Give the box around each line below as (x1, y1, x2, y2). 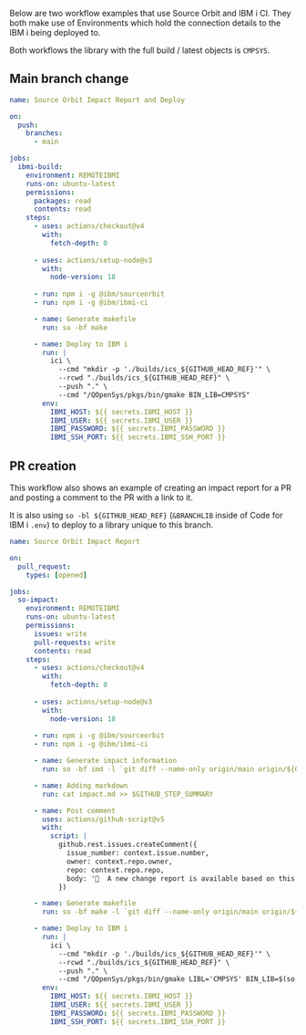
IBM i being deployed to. (9, 27, 101, 37)
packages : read (33, 196, 92, 205)
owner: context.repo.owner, (66, 857, 173, 866)
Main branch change (9, 71, 129, 87)
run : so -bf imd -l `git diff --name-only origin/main (42, 765, 255, 774)
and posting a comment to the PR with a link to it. (9, 492, 193, 503)
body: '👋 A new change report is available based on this (66, 873, 296, 883)
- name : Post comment (33, 806, 117, 815)
